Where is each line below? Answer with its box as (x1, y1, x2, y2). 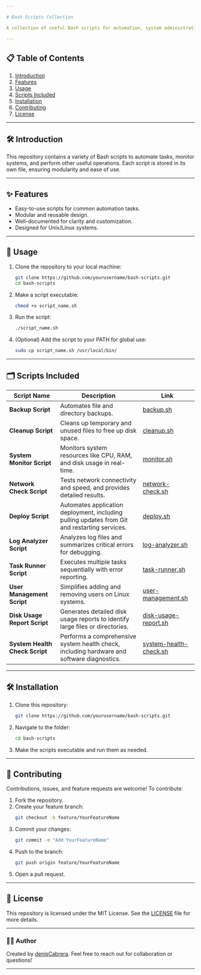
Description (81, 391, 115, 399)
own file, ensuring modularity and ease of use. (6, 166, 121, 173)
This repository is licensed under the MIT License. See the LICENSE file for (6, 910, 191, 917)
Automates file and (60, 401, 114, 410)
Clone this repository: (14, 701, 68, 708)
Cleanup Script (9, 426, 53, 434)
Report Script (9, 618, 48, 627)
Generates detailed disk (60, 607, 127, 616)
